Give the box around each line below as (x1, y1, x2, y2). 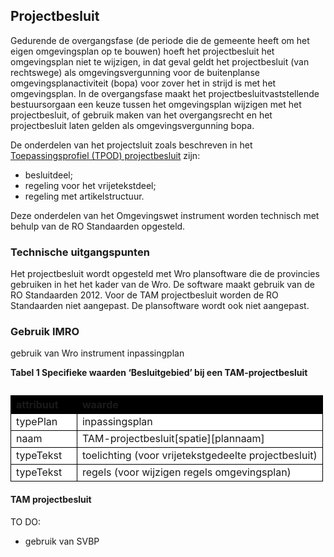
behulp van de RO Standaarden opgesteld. (10, 220, 186, 232)
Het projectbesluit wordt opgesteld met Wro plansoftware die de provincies (10, 268, 320, 280)
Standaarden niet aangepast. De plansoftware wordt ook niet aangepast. (10, 300, 310, 312)
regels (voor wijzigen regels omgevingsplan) (81, 465, 292, 479)
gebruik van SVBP (24, 535, 100, 547)
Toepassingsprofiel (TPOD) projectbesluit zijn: (10, 149, 201, 161)
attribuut (16, 398, 59, 412)
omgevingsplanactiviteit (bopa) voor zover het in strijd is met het (10, 77, 277, 89)
